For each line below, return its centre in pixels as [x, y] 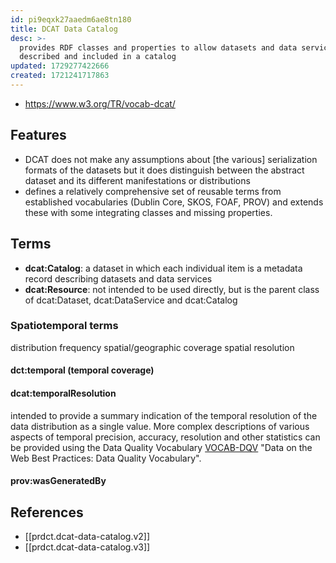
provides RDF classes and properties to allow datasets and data [158, 47]
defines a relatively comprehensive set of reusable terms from [153, 191]
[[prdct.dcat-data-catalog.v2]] [87, 536]
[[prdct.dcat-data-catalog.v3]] [87, 547]
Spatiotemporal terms [64, 326]
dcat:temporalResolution [63, 393]
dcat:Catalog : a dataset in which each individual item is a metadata [163, 268]
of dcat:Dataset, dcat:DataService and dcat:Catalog [131, 300]
